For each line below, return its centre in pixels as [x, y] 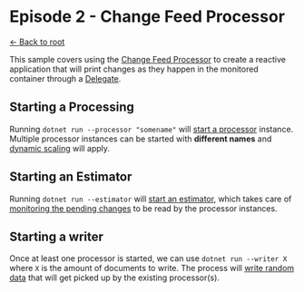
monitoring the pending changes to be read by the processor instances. [144, 208]
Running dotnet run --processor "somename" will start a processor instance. [152, 129]
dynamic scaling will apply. [60, 148]
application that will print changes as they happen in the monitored [134, 69]
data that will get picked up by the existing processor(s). [115, 277]
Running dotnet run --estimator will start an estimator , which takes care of [151, 199]
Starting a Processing [72, 107]
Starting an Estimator [71, 177]
